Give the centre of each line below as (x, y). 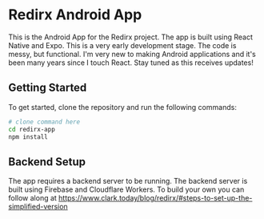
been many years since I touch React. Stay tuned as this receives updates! (131, 63)
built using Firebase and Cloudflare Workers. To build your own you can (126, 189)
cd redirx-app (32, 129)
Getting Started (48, 88)
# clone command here (44, 122)
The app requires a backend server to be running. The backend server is (128, 181)
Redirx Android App (75, 15)
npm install (28, 137)
